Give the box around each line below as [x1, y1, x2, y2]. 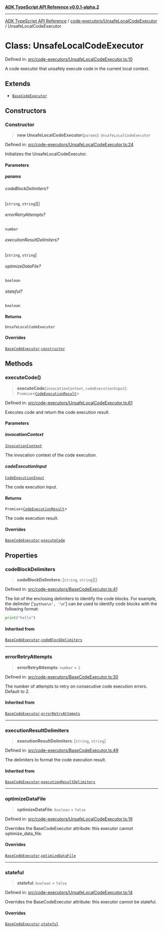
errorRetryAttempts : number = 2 [16, 664, 81, 670]
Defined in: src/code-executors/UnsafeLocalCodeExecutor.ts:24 [5, 142, 134, 148]
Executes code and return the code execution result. [5, 409, 110, 415]
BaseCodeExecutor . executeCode [5, 537, 65, 543]
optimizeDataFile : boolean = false [16, 806, 86, 813]
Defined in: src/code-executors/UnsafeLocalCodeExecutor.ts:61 [5, 400, 133, 406]
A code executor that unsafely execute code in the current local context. [5, 66, 149, 71]
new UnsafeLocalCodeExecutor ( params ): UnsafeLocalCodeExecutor [16, 132, 151, 138]
